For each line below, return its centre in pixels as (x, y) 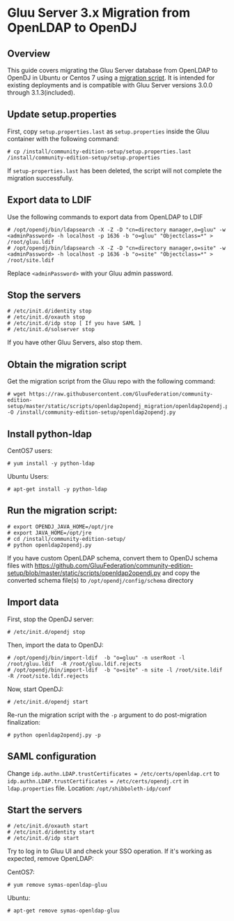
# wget (17, 394)
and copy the (181, 573)
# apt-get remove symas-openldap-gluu (63, 911)
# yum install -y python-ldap (51, 464)
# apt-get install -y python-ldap (57, 489)
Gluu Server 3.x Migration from (99, 13)
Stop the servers (44, 295)
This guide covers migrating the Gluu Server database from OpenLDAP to (112, 70)
